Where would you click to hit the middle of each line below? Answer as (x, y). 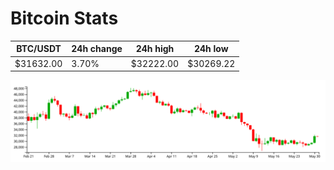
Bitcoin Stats (64, 18)
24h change (97, 49)
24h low (211, 49)
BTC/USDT (39, 49)
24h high (155, 49)
